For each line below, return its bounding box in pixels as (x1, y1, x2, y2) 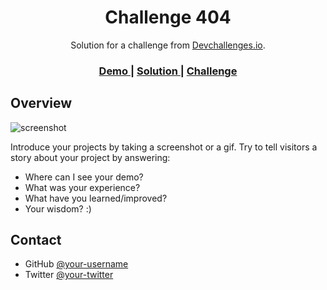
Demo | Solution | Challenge (98, 64, 238, 78)
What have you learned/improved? (24, 192, 168, 204)
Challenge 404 (104, 6, 232, 29)
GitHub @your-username (24, 258, 129, 270)
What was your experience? (24, 181, 141, 193)
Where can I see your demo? (24, 171, 144, 183)
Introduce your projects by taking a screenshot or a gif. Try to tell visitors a (10, 141, 318, 153)
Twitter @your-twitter (24, 269, 114, 281)
